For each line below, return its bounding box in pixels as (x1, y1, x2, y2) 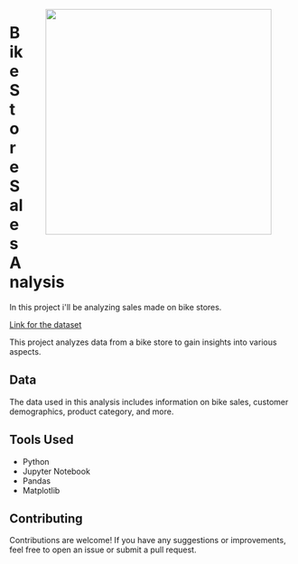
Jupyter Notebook (22, 466, 90, 476)
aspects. (9, 346, 42, 356)
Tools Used (9, 432, 74, 448)
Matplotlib (22, 485, 61, 495)
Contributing (9, 511, 83, 526)
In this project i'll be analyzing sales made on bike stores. (9, 301, 222, 312)
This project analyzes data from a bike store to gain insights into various (9, 337, 277, 347)
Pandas (22, 475, 51, 486)
